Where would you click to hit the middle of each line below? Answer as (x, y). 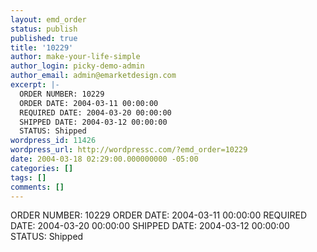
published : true (44, 38)
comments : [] (37, 187)
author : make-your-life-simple (75, 57)
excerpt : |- (35, 85)
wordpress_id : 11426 (53, 141)
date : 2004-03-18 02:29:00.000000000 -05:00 (104, 159)
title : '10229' (42, 47)
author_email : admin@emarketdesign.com (93, 76)
